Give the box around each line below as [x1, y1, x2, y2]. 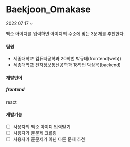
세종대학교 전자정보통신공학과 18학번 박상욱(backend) [13, 62, 121, 68]
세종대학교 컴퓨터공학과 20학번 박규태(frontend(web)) [13, 56, 121, 62]
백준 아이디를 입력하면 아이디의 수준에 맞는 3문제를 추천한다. [6, 30, 125, 36]
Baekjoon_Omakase [6, 4, 91, 15]
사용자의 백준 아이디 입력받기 [13, 123, 71, 130]
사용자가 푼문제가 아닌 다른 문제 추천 [13, 136, 85, 142]
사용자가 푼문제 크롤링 [13, 130, 57, 136]
